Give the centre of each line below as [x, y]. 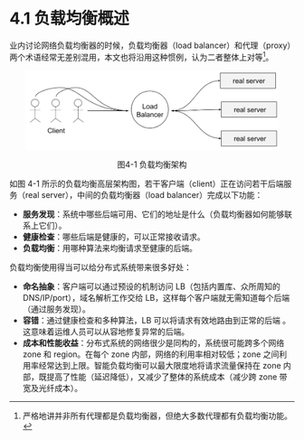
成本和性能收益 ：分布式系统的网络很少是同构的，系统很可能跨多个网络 [153, 342]
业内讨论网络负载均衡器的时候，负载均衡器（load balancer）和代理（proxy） [151, 45]
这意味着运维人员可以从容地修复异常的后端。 [106, 332]
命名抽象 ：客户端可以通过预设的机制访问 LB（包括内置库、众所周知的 [151, 286]
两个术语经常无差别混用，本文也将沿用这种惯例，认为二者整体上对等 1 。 [142, 56]
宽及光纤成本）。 [52, 388]
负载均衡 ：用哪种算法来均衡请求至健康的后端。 [109, 248]
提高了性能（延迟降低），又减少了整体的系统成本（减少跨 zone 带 [167, 377]
